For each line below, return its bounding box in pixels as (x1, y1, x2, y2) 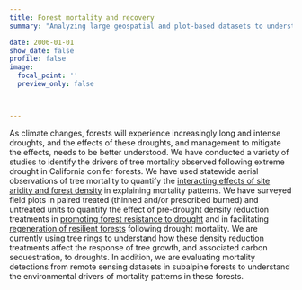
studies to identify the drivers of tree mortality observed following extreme (9, 156, 285, 167)
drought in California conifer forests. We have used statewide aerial (9, 165, 259, 176)
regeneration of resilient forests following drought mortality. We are (9, 223, 259, 233)
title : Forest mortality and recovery (9, 13, 155, 22)
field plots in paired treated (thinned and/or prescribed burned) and (9, 194, 259, 205)
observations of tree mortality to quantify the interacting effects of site (9, 175, 271, 186)
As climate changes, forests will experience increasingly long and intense (9, 127, 281, 138)
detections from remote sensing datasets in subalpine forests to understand (9, 261, 290, 272)
